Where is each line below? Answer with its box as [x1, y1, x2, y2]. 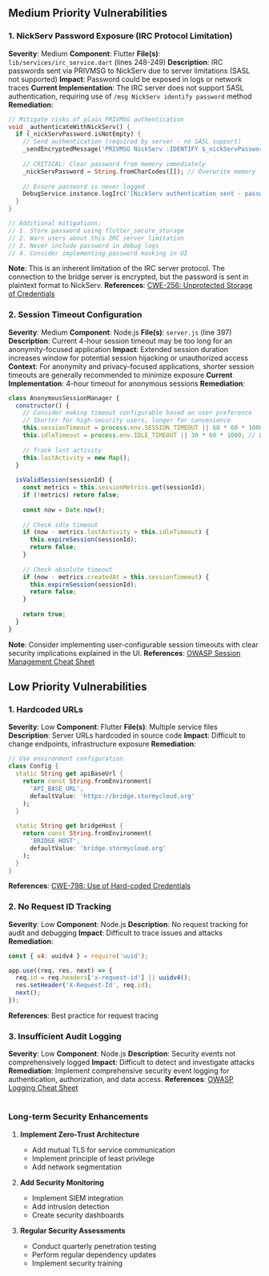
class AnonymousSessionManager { [8, 394, 120, 402]
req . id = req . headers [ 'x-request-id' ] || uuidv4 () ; [15, 974, 192, 982]
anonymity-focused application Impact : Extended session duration [8, 344, 229, 354]
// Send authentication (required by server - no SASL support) [22, 138, 242, 146]
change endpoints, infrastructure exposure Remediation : [8, 739, 196, 749]
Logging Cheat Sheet [8, 1083, 78, 1093]
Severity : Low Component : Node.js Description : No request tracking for [8, 919, 249, 929]
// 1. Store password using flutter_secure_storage [8, 226, 184, 235]
